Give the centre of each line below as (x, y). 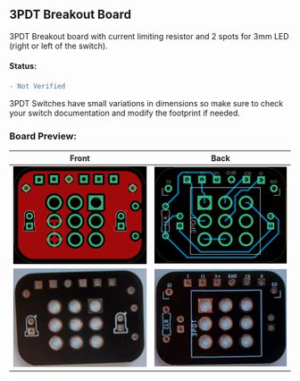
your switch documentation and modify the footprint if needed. (125, 113)
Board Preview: (43, 136)
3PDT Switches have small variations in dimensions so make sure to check (146, 103)
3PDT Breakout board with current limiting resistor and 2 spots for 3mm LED (149, 36)
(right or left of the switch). (59, 46)
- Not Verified (37, 87)
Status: (23, 66)
